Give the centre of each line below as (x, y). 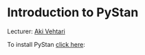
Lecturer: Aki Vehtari (36, 31)
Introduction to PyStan (73, 13)
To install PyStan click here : (46, 44)
